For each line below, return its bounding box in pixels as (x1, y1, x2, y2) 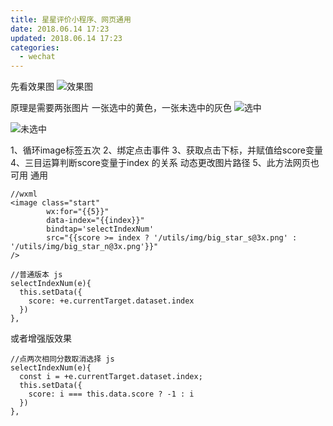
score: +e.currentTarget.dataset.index (28, 296, 195, 306)
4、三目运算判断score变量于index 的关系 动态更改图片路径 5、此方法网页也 (10, 157, 320, 169)
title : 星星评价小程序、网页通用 (10, 14, 132, 25)
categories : (10, 42, 60, 53)
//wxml (10, 189, 38, 200)
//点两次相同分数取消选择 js (10, 354, 115, 365)
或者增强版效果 (10, 332, 72, 345)
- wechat (19, 52, 56, 62)
